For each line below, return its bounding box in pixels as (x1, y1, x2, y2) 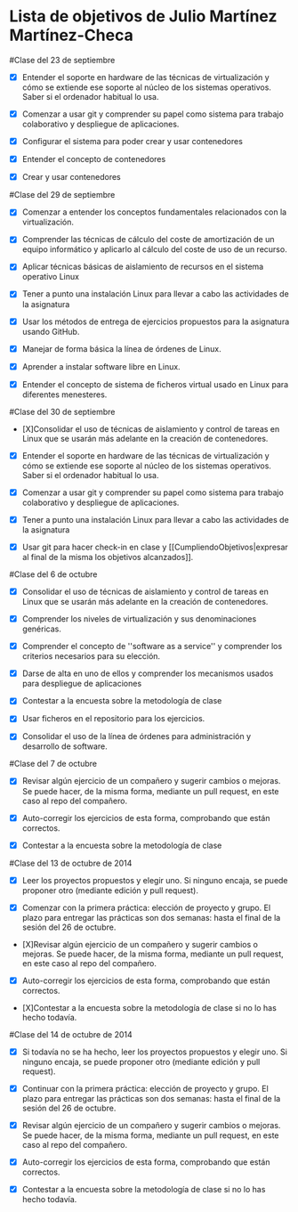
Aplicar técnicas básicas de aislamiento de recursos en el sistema (21, 261, 264, 272)
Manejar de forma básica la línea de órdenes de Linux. (21, 343, 221, 354)
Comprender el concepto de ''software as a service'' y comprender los (21, 641, 283, 652)
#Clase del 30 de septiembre (9, 406, 116, 417)
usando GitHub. (21, 326, 80, 337)
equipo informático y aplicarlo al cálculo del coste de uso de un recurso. (21, 244, 287, 255)
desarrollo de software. (21, 741, 109, 752)
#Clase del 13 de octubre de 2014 (9, 858, 133, 868)
